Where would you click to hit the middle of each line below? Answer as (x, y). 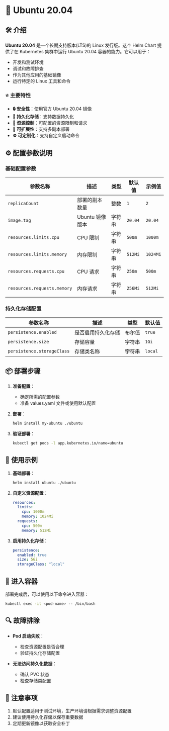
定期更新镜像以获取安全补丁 (41, 723)
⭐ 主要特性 (18, 95)
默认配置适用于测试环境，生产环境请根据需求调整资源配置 (72, 711)
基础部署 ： (24, 473)
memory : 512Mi (36, 530)
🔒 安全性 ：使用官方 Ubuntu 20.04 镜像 (52, 109)
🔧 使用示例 (21, 460)
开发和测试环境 (28, 62)
